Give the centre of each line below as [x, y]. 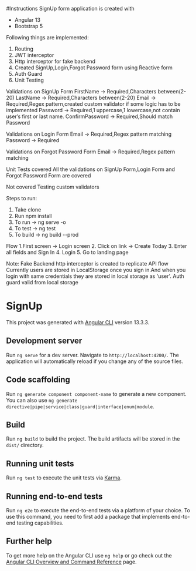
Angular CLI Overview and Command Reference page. [71, 562]
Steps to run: [22, 198]
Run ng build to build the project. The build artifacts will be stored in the [93, 439]
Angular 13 [27, 20]
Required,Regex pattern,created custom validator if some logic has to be [93, 104]
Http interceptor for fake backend [55, 61]
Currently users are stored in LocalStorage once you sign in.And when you [96, 270]
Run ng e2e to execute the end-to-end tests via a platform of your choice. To [98, 510]
